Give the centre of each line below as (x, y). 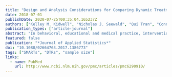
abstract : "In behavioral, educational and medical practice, (73, 33)
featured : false (23, 38)
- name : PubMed (26, 62)
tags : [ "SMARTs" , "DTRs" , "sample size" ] (50, 52)
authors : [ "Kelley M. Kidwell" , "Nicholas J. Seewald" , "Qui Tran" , (80, 24)
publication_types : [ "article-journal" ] (49, 29)
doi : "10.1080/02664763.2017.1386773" (47, 48)
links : (12, 57)
